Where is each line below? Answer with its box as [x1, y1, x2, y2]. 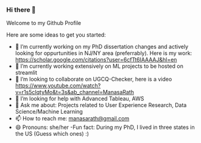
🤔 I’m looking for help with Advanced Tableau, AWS [15, 95, 144, 103]
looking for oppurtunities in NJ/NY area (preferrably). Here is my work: [15, 50, 192, 57]
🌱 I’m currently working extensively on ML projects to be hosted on [15, 62, 184, 70]
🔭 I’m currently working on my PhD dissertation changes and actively [15, 43, 189, 51]
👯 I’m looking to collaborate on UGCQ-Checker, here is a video [15, 76, 172, 83]
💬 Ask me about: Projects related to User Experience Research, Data [15, 101, 187, 109]
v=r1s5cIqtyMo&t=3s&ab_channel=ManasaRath [15, 89, 134, 96]
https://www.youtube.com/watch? [15, 82, 101, 89]
